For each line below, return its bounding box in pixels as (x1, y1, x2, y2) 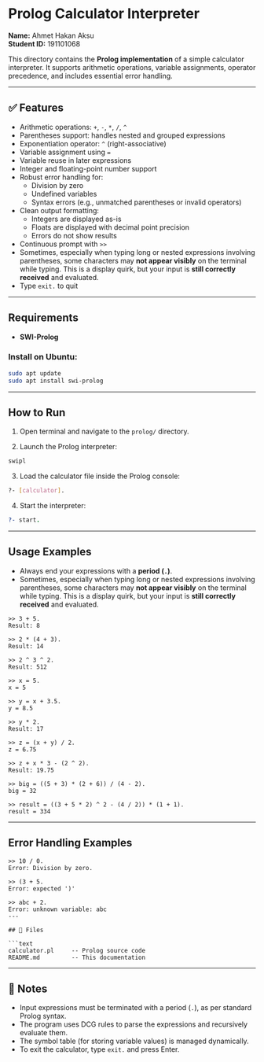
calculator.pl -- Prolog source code (8, 946, 146, 954)
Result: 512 (8, 662, 47, 671)
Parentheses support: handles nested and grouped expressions (19, 131, 225, 140)
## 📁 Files (8, 926, 44, 934)
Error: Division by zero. (8, 864, 93, 872)
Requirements (8, 312, 79, 325)
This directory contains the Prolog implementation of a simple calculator (8, 54, 245, 64)
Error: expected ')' (8, 884, 76, 893)
